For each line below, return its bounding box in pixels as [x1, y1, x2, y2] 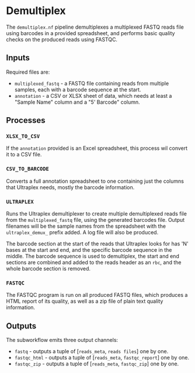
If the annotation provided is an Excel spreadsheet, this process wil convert [6, 145, 188, 152]
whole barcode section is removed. [6, 265, 91, 272]
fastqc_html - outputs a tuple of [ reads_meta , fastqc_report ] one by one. [14, 354, 190, 361]
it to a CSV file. [6, 151, 42, 158]
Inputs [6, 53, 30, 63]
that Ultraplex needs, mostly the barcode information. [6, 183, 135, 191]
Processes [6, 115, 46, 125]
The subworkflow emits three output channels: [6, 337, 119, 344]
